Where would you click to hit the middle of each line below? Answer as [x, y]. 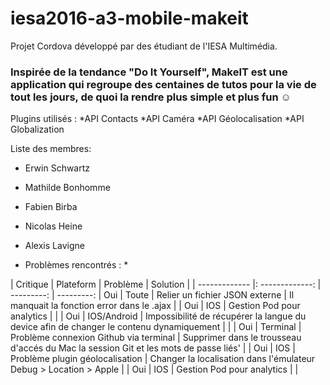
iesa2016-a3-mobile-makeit [129, 18]
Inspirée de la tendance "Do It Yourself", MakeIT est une [149, 72]
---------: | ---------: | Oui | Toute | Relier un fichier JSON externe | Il [152, 295]
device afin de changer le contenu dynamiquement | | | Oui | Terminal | [156, 327]
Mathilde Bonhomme [67, 188]
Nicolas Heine [53, 226]
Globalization [37, 129]
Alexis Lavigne [54, 246]
